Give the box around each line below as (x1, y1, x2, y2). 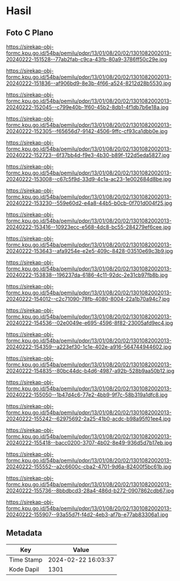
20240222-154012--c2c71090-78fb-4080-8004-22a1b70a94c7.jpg (6, 296, 170, 302)
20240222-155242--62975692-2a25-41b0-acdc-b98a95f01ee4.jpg (6, 415, 171, 422)
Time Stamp (9, 556, 43, 564)
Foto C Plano (6, 28, 54, 38)
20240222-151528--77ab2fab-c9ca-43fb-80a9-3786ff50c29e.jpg (6, 56, 168, 63)
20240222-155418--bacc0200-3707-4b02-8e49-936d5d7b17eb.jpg (6, 439, 172, 446)
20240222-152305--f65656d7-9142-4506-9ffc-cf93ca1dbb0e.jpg (6, 128, 168, 134)
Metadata (6, 528, 42, 538)
